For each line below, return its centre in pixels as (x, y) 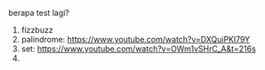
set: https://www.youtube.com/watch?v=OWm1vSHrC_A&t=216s (139, 49)
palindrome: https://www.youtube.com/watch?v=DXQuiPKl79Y (136, 39)
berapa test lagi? (39, 13)
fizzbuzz (37, 30)
